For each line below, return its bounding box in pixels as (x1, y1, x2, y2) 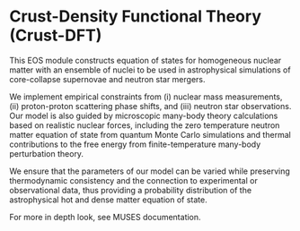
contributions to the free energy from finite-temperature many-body (9, 139, 261, 150)
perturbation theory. (9, 148, 84, 158)
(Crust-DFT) (9, 25, 102, 46)
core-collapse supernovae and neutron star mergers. (9, 73, 206, 84)
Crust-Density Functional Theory (9, 6, 262, 27)
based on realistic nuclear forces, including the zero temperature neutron (9, 119, 280, 131)
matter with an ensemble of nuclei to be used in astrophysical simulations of (9, 64, 291, 75)
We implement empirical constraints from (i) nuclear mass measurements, (9, 91, 283, 102)
